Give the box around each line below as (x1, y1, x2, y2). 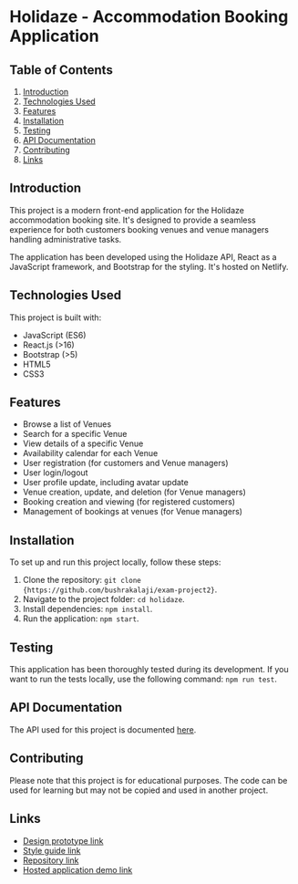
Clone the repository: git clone (22, 575, 141, 586)
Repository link (22, 855, 79, 866)
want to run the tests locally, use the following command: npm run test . (9, 673, 278, 685)
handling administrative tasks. (9, 234, 122, 244)
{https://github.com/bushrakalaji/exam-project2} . (22, 584, 218, 595)
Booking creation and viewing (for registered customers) (22, 496, 235, 507)
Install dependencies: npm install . (22, 604, 153, 615)
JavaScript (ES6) (22, 329, 87, 340)
